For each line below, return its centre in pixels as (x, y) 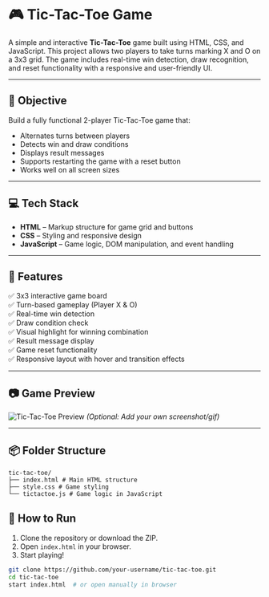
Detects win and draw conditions (74, 144)
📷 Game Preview (52, 393)
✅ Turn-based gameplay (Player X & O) (73, 305)
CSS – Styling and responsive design (81, 235)
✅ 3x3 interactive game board (58, 296)
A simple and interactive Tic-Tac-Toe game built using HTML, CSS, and (126, 42)
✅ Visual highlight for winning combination (78, 332)
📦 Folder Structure (57, 451)
